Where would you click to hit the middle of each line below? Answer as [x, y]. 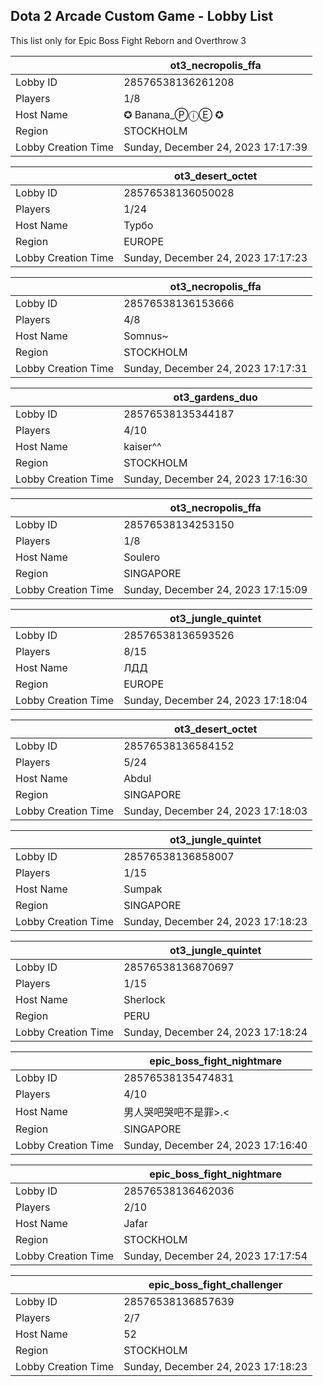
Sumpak [143, 889]
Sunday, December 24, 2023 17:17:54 [215, 1256]
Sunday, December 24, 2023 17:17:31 [215, 368]
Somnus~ [146, 336]
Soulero [141, 557]
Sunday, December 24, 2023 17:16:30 [215, 479]
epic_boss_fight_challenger [215, 1284]
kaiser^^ [142, 446]
